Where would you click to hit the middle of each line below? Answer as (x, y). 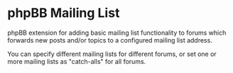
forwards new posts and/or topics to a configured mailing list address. (110, 40)
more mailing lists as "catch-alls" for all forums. (77, 61)
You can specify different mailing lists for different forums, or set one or (112, 54)
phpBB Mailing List (64, 13)
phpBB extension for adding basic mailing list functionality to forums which (117, 33)
